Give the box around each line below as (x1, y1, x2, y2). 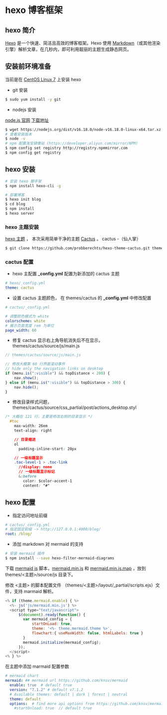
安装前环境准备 (5, 62, 51, 71)
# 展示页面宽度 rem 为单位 (5, 323, 55, 328)
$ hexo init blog (5, 197, 41, 202)
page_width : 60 (5, 328, 37, 333)
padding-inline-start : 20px (18, 446, 77, 451)
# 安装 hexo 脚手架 (5, 179, 42, 184)
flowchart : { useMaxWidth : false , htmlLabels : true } (31, 631, 143, 636)
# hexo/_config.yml (5, 281, 46, 286)
